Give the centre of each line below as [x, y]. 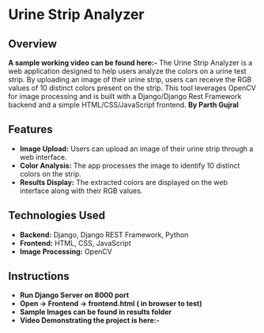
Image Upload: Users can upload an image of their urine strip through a [136, 149]
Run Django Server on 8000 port [74, 295]
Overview [33, 44]
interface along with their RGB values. [81, 191]
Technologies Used [57, 216]
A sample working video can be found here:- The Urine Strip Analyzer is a [130, 62]
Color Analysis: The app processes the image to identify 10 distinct [130, 165]
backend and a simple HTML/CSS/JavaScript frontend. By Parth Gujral [123, 105]
